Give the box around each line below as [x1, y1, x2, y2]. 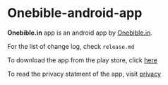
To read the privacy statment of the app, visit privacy [7, 69, 161, 78]
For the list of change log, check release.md [7, 42, 135, 50]
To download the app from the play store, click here [7, 55, 157, 64]
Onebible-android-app [7, 5, 143, 21]
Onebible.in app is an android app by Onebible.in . [7, 28, 153, 37]
